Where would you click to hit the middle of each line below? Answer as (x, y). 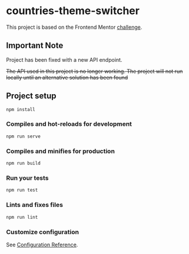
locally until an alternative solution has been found (67, 77)
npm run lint (22, 217)
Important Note (35, 46)
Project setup (31, 96)
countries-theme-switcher (73, 11)
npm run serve (24, 136)
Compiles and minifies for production (60, 151)
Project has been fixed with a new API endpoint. (64, 59)
